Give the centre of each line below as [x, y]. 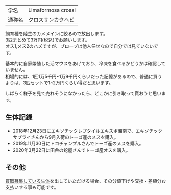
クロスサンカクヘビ [52, 20]
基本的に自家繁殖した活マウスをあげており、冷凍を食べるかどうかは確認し [83, 64]
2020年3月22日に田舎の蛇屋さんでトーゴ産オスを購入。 [71, 150]
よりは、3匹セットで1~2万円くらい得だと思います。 [59, 83]
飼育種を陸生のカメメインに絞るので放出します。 [57, 33]
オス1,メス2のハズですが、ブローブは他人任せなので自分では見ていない [80, 46]
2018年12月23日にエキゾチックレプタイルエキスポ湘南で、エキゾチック [87, 131]
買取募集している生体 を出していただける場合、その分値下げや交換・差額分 [83, 181]
